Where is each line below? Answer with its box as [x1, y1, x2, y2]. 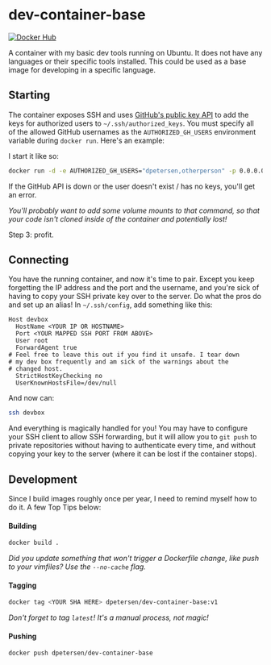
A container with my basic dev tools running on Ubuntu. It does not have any [8, 48, 263, 57]
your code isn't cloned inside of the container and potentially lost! [8, 214, 227, 223]
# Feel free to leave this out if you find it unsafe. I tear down [8, 351, 240, 360]
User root [15, 337, 48, 345]
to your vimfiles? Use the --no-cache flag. [8, 562, 147, 571]
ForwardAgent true [15, 344, 78, 352]
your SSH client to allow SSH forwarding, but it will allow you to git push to [8, 432, 257, 442]
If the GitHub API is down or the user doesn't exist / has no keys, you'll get [8, 181, 256, 191]
